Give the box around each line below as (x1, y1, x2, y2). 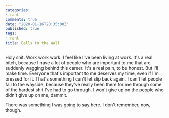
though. (5, 107, 22, 113)
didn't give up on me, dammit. (5, 92, 67, 98)
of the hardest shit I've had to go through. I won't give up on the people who (5, 87, 164, 93)
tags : (5, 31, 17, 36)
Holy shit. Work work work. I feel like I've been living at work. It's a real (5, 54, 153, 60)
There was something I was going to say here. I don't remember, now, (5, 102, 151, 108)
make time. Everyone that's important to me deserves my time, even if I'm (5, 70, 159, 76)
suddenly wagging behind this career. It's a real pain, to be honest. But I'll (5, 65, 158, 71)
